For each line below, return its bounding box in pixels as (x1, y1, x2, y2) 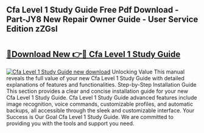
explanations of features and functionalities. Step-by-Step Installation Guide (6, 81, 197, 88)
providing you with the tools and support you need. (6, 120, 135, 127)
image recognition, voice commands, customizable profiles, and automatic (6, 100, 194, 107)
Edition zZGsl (6, 24, 58, 34)
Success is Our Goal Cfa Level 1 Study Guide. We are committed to (6, 114, 174, 120)
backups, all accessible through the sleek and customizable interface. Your (6, 107, 195, 114)
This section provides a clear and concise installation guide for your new (6, 87, 189, 95)
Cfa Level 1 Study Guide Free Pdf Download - (6, 5, 179, 15)
